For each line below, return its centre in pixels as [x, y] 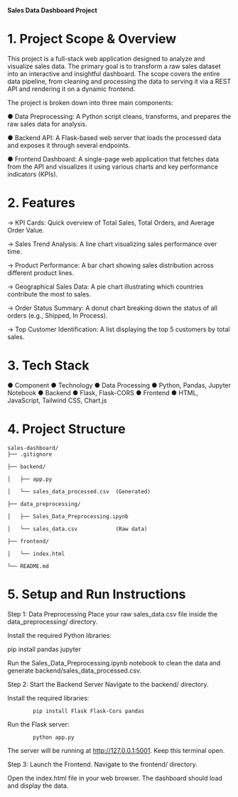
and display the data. [38, 786]
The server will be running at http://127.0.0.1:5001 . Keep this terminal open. [116, 750]
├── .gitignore [30, 454]
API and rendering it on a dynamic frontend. [71, 89]
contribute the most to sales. [49, 294]
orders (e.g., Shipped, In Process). [58, 315]
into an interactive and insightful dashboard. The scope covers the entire [114, 73]
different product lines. [41, 272]
